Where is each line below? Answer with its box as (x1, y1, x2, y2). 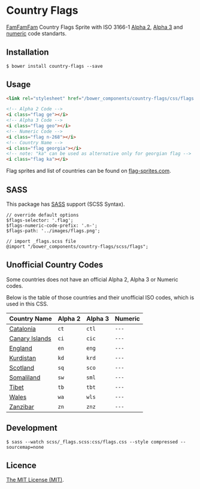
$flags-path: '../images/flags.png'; (6, 228, 101, 234)
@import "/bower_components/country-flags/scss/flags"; (6, 244, 149, 250)
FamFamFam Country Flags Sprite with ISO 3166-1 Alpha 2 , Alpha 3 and (6, 23, 183, 31)
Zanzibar (9, 403, 35, 411)
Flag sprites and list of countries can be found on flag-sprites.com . (6, 167, 172, 175)
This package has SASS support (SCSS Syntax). (6, 200, 125, 208)
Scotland (9, 364, 35, 372)
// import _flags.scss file (6, 238, 77, 244)
